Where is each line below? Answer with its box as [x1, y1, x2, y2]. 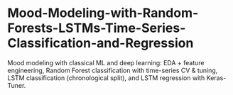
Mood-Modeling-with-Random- [7, 5, 199, 21]
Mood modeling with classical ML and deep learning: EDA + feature [7, 58, 205, 67]
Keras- [206, 73, 227, 82]
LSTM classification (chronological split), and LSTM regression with [7, 73, 205, 82]
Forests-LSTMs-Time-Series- [7, 20, 186, 36]
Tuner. [7, 81, 26, 89]
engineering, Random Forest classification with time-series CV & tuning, [7, 66, 218, 74]
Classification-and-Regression [7, 35, 194, 51]
